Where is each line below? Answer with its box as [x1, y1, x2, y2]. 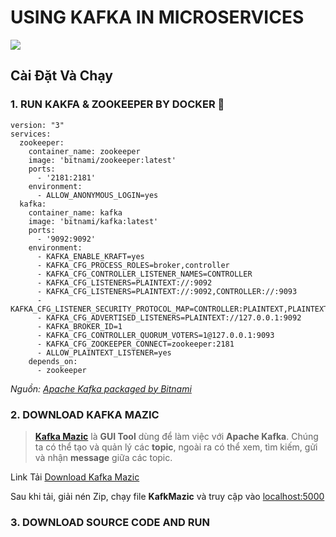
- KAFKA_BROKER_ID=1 [36, 321, 123, 331]
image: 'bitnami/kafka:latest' [28, 216, 159, 226]
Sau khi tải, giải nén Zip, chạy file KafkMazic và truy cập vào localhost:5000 [10, 490, 325, 502]
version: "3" [10, 120, 65, 130]
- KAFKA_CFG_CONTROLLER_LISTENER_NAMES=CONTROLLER [36, 269, 253, 279]
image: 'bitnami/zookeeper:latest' [28, 155, 177, 165]
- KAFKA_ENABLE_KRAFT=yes [36, 251, 145, 261]
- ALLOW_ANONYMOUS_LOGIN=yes [36, 190, 159, 200]
